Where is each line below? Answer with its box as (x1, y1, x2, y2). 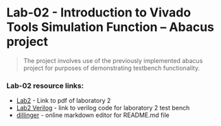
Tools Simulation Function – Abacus (6, 19, 214, 35)
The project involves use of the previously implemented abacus (23, 56, 203, 64)
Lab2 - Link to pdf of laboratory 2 (16, 97, 111, 105)
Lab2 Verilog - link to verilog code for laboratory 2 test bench (16, 104, 190, 112)
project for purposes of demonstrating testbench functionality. (23, 64, 200, 72)
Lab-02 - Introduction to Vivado (6, 5, 191, 21)
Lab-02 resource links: (6, 81, 84, 90)
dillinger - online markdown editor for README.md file (16, 111, 170, 119)
